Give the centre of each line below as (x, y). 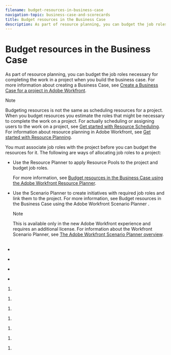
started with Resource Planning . (39, 138)
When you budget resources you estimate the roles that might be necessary (85, 116)
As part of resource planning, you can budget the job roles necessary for (82, 74)
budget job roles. (31, 168)
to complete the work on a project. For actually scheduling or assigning (80, 121)
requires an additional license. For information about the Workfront (82, 229)
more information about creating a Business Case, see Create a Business (82, 85)
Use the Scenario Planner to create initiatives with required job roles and (88, 193)
